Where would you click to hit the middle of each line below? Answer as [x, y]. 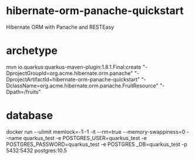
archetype [32, 51]
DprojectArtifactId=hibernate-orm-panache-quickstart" [73, 79]
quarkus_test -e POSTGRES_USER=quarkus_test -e [85, 138]
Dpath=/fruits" [23, 91]
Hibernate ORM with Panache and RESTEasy [60, 27]
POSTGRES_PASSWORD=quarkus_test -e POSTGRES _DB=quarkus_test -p [97, 144]
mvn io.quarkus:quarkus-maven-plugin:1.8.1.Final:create [74, 67]
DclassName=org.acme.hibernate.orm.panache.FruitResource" [82, 86]
